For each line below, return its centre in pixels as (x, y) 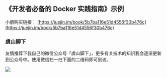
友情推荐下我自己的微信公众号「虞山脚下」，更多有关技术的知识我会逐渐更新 (83, 53)
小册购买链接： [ (22, 22)
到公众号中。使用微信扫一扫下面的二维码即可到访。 (58, 59)
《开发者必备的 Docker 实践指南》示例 (65, 9)
